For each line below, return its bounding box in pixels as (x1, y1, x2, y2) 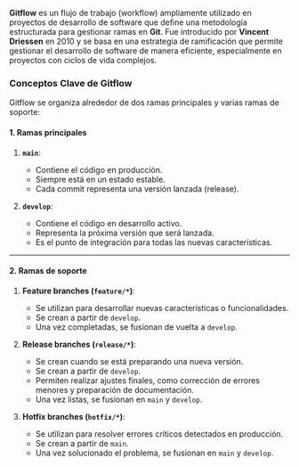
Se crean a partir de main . (35, 438, 129, 448)
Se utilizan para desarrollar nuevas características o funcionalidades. (35, 302, 289, 313)
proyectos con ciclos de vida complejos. (9, 55, 158, 65)
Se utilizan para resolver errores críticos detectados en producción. (35, 428, 284, 439)
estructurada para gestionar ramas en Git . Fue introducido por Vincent (9, 27, 270, 37)
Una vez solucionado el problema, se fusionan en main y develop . (35, 447, 274, 458)
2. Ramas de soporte (9, 266, 87, 276)
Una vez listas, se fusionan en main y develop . (35, 394, 203, 405)
